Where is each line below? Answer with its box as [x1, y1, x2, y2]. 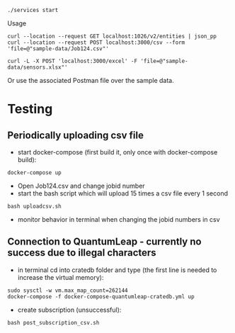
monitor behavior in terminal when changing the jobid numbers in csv [17, 215, 221, 223]
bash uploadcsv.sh [7, 203, 62, 210]
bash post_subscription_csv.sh [7, 319, 100, 326]
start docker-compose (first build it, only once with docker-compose [17, 148, 218, 156]
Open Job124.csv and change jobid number [17, 181, 145, 190]
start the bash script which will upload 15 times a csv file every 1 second [17, 189, 229, 198]
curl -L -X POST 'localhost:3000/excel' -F [7, 57, 138, 64]
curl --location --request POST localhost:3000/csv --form [7, 39, 185, 46]
